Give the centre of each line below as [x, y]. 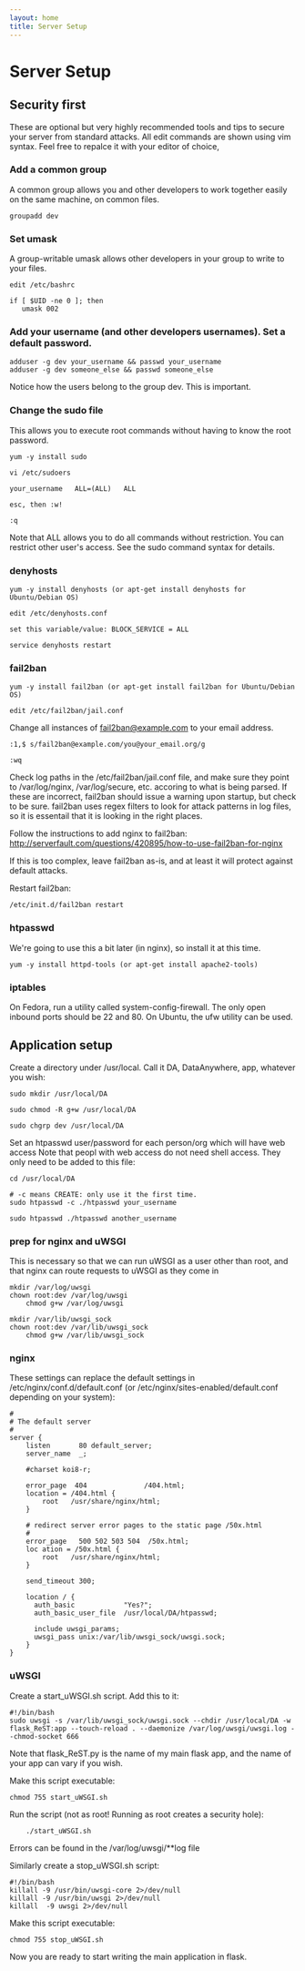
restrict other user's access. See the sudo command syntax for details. [142, 546]
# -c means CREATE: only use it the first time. [103, 1194]
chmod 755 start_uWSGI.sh [58, 1797]
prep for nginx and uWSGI [68, 1241]
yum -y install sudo [49, 456]
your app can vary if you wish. [66, 1762]
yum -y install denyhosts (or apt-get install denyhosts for [128, 589]
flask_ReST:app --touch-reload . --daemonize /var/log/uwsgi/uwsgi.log [148, 1728]
